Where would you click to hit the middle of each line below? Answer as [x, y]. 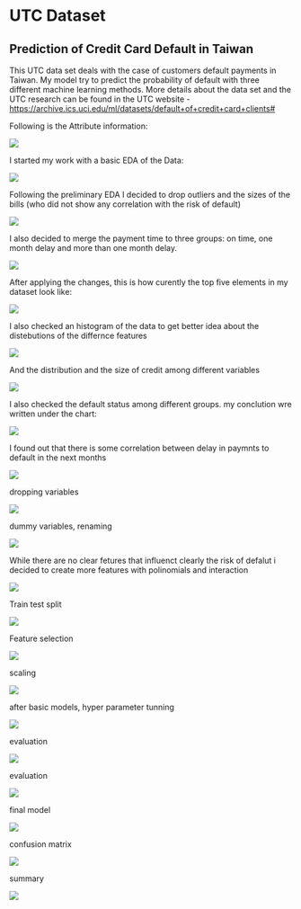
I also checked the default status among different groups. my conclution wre [150, 404]
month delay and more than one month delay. [93, 248]
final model [30, 810]
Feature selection [41, 638]
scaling [23, 673]
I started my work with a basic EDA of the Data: [97, 160]
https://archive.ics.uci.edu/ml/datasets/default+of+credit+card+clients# [142, 108]
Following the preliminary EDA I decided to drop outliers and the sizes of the [150, 195]
